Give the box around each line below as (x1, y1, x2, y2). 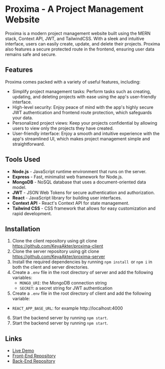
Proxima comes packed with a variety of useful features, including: (5, 79, 141, 85)
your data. (12, 115, 33, 121)
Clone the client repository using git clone (12, 238, 98, 244)
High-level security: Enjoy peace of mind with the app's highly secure (12, 104, 154, 110)
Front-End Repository (12, 353, 56, 359)
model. (12, 184, 27, 190)
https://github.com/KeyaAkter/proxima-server (12, 254, 105, 260)
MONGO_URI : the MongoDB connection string (19, 280, 107, 286)
